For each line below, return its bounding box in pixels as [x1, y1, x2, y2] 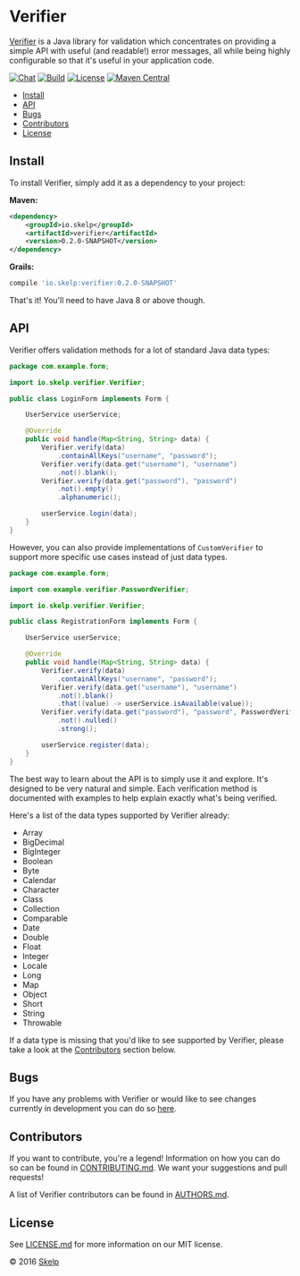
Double [21, 931, 49, 942]
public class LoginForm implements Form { [9, 394, 170, 404]
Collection [21, 903, 60, 914]
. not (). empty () [56, 485, 114, 494]
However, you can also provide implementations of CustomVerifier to [9, 541, 263, 552]
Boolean [21, 855, 54, 866]
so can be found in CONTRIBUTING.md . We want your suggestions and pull [9, 1162, 287, 1173]
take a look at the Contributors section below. [9, 1044, 177, 1055]
